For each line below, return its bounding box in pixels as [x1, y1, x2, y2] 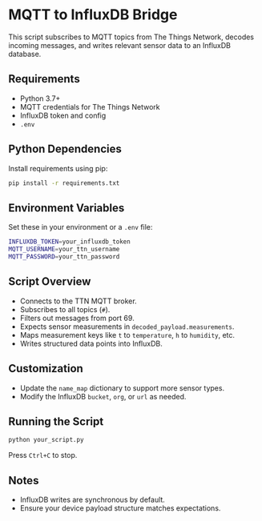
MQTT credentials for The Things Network [19, 102, 160, 111]
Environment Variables [8, 201, 125, 214]
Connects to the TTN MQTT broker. [19, 296, 138, 306]
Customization [8, 362, 84, 375]
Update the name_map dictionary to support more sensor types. [19, 383, 225, 393]
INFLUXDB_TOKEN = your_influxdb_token [8, 238, 131, 246]
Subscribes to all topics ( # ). [19, 304, 111, 314]
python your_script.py [8, 436, 84, 444]
